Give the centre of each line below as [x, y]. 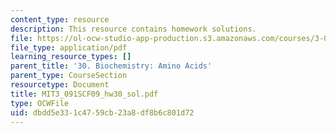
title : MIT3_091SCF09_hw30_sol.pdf [84, 94]
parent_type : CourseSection [69, 76]
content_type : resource [60, 19]
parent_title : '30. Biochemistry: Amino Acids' [111, 66]
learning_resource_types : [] [71, 57]
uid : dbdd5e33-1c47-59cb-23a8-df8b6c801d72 [102, 112]
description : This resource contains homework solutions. [133, 29]
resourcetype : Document [60, 85]
